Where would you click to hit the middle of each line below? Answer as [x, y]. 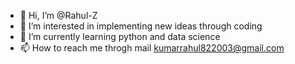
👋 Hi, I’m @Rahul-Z [58, 15]
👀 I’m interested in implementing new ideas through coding [141, 26]
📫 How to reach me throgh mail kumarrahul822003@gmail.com [152, 48]
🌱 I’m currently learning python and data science [120, 36]
